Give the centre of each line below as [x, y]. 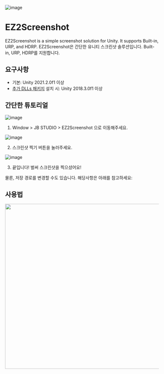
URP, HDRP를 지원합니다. [35, 53]
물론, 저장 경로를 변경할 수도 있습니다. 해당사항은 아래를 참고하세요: [69, 177]
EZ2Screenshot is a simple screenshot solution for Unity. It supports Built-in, [82, 41]
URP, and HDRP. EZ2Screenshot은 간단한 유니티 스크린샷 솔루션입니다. [74, 46]
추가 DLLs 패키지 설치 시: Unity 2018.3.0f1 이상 [57, 88]
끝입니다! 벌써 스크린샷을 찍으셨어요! [47, 167]
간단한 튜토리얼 [27, 105]
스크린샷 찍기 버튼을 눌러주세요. [42, 147]
